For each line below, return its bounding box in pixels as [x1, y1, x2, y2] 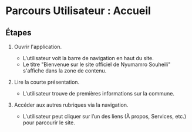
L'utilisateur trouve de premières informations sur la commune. [22, 90, 174, 97]
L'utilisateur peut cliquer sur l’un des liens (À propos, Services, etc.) [22, 113, 186, 120]
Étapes [5, 28, 32, 38]
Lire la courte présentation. [14, 78, 80, 85]
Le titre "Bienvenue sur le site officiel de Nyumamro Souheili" [22, 61, 171, 68]
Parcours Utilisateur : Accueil [5, 4, 151, 18]
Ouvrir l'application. [14, 43, 62, 50]
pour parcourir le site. [22, 119, 76, 126]
